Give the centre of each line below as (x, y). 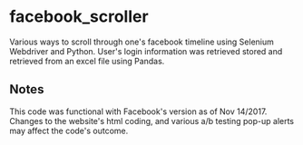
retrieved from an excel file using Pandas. (87, 61)
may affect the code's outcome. (69, 130)
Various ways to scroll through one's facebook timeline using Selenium (142, 42)
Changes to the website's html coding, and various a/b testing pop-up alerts (152, 121)
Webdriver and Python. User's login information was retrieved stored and (146, 51)
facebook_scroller (79, 17)
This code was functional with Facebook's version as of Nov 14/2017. (138, 111)
